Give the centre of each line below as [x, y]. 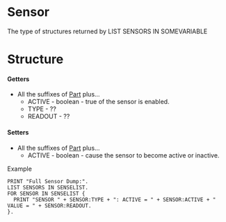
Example [20, 169]
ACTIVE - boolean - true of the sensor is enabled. [98, 102]
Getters [18, 79]
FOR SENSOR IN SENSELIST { [46, 194]
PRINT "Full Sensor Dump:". [48, 181]
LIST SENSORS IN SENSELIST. [48, 187]
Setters [18, 132]
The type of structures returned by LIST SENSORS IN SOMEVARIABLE [107, 31]
